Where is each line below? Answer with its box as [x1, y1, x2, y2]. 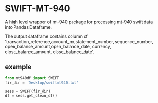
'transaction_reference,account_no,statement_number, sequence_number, [5, 38, 154, 44]
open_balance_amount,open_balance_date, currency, [5, 44, 111, 49]
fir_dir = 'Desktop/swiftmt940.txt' [5, 80, 79, 85]
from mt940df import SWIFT [5, 75, 59, 80]
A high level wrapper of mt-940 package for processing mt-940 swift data [5, 19, 153, 25]
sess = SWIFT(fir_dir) [5, 89, 51, 94]
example [5, 63, 32, 71]
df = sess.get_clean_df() [5, 93, 57, 98]
